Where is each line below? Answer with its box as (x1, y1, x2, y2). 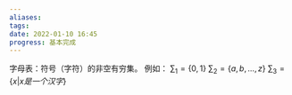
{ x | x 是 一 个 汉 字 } (9, 76, 67, 87)
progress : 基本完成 (9, 37, 77, 47)
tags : (9, 21, 29, 30)
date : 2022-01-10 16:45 (9, 29, 98, 38)
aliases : (9, 12, 42, 22)
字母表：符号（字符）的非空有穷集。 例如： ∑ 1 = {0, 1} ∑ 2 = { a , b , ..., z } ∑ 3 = (9, 63, 286, 76)
